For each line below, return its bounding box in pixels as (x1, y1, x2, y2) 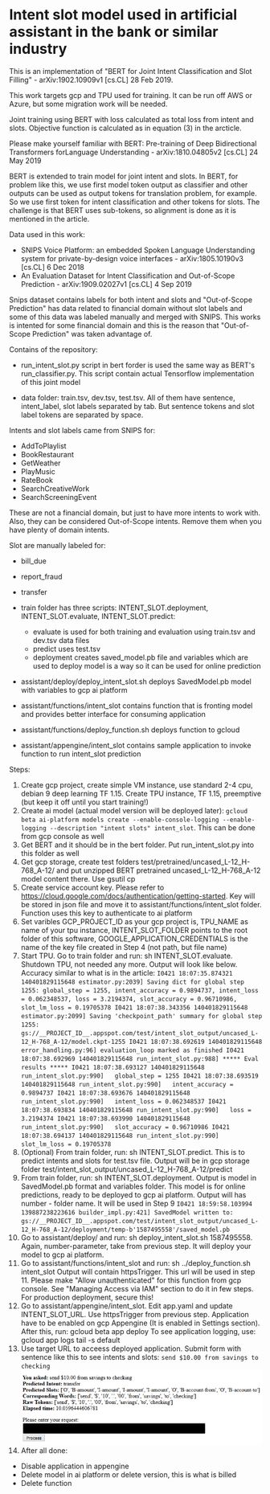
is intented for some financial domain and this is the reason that (9, 320, 219, 330)
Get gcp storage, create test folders (20, 857, 140, 866)
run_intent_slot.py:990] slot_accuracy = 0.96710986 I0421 (20, 1123, 231, 1131)
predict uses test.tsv (32, 644, 101, 653)
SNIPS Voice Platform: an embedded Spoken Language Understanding (20, 245, 256, 255)
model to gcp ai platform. (20, 1250, 104, 1259)
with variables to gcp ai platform (20, 685, 128, 694)
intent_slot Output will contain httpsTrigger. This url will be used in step (20, 1267, 256, 1276)
